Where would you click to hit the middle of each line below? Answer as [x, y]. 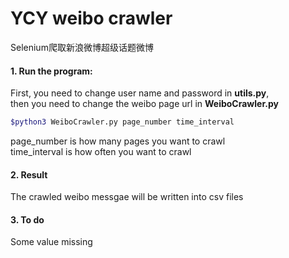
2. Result [29, 174]
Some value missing [51, 242]
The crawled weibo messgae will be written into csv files [127, 197]
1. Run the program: [51, 71]
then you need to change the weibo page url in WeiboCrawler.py [144, 104]
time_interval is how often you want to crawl [101, 152]
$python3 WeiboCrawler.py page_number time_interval [122, 122]
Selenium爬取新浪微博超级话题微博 [82, 47]
